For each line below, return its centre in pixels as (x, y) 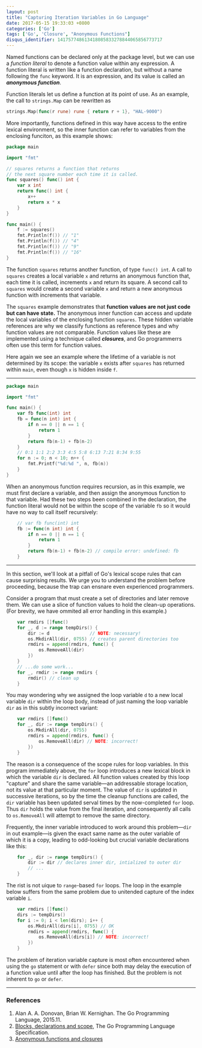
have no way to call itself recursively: (52, 512)
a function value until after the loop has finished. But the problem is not (94, 972)
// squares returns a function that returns (63, 169)
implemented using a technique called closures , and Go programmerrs (94, 338)
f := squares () (36, 230)
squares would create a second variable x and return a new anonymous (94, 288)
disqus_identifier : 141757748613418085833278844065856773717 (84, 40)
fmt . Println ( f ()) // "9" (48, 247)
